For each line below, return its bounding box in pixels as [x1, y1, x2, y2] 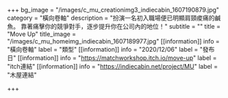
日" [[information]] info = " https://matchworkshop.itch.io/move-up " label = [7, 54, 217, 62]
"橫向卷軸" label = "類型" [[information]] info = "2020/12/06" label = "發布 [7, 46, 215, 53]
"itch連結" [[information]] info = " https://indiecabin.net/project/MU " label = [7, 63, 218, 70]
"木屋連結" [7, 71, 38, 79]
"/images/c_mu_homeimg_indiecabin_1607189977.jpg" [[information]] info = [7, 37, 220, 45]
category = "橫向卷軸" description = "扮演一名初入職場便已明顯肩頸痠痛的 [7, 14, 215, 22]
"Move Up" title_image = [7, 30, 77, 38]
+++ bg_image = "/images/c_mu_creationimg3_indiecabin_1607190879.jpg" [7, 6, 220, 14]
